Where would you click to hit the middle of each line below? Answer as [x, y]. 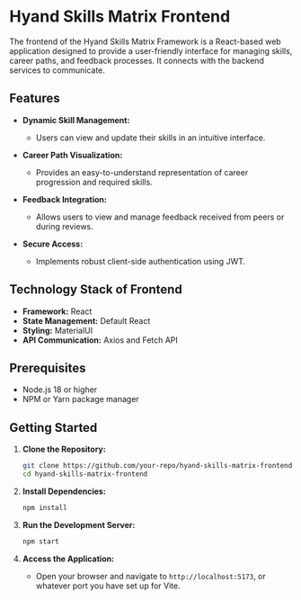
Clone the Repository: [64, 449]
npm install [44, 507]
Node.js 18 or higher [60, 390]
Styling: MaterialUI [57, 330]
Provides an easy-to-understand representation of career [142, 172]
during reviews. [65, 226]
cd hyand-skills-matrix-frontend [85, 474]
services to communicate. [58, 70]
